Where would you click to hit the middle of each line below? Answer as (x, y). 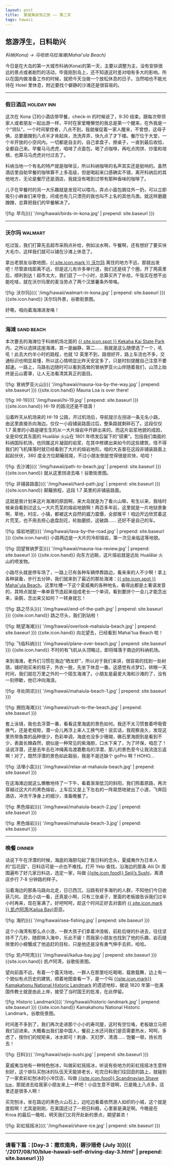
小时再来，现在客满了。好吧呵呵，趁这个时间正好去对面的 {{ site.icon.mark (84, 903)
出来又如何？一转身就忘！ (59, 598)
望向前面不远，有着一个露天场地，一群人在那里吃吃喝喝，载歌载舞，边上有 (84, 973)
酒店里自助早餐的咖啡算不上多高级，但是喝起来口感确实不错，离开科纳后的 (84, 172)
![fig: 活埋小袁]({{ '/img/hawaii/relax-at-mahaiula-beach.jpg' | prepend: (80, 767)
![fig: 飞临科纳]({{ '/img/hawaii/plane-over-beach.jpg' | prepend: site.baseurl (86, 644)
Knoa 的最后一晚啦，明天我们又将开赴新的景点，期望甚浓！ (68, 1115)
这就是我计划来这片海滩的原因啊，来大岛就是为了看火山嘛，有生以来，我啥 (84, 501)
